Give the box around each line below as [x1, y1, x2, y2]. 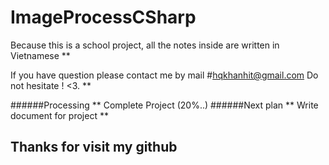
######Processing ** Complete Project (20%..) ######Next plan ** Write [10, 99, 319, 111]
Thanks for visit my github [10, 139, 178, 156]
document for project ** [10, 109, 109, 121]
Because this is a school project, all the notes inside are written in [10, 39, 280, 51]
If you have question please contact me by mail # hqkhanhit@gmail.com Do [10, 69, 319, 81]
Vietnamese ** [10, 49, 71, 61]
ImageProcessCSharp [10, 6, 197, 29]
